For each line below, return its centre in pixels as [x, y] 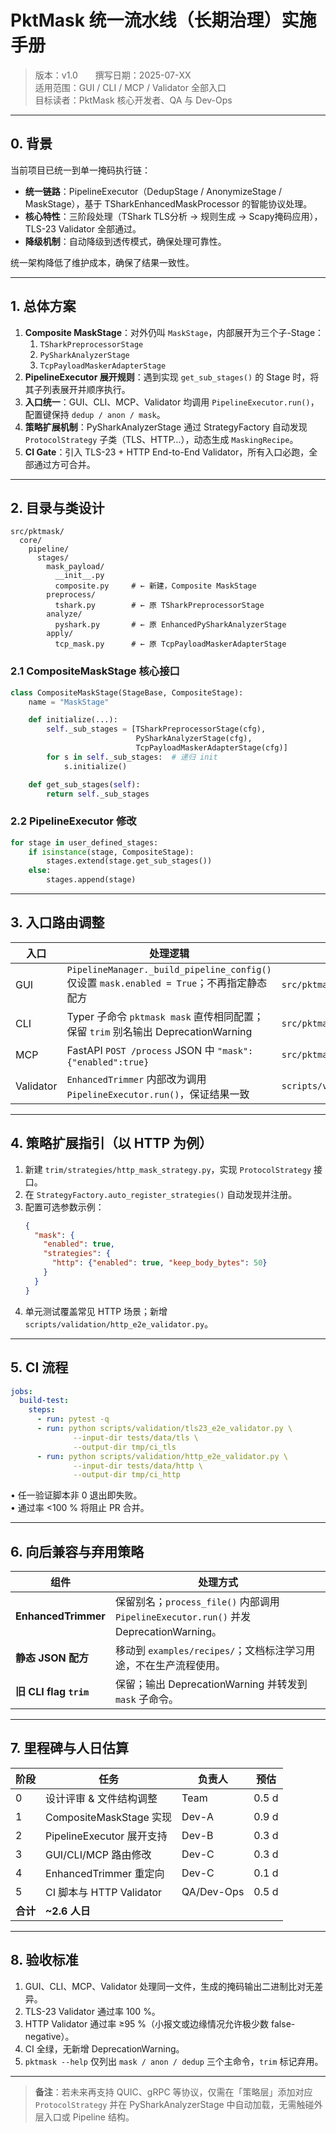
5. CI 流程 [39, 1367]
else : [40, 871]
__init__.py [79, 576]
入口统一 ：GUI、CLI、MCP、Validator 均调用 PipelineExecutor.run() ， [172, 402]
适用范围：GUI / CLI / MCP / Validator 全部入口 [130, 87]
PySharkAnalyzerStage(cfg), [194, 739]
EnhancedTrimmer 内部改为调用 [136, 1079]
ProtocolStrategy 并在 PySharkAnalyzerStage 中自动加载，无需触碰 [174, 2104]
